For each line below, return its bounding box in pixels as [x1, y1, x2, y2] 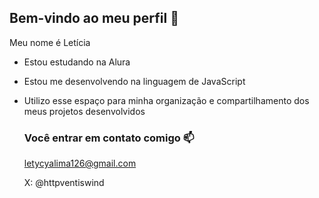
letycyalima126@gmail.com [23, 157, 137, 170]
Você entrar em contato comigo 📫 [23, 131, 195, 145]
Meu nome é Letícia [9, 36, 91, 48]
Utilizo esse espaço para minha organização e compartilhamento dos [23, 94, 310, 106]
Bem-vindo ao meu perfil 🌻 [9, 10, 179, 27]
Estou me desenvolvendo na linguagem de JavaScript [23, 75, 246, 87]
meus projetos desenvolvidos [23, 105, 146, 117]
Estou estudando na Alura [23, 56, 131, 68]
